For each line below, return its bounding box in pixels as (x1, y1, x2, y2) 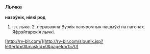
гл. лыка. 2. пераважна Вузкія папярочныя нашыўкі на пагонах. (12, 24, 146, 30)
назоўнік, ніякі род (5, 15, 46, 20)
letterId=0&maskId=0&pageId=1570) (5, 44, 78, 50)
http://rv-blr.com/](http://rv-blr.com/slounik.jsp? (6, 38, 103, 44)
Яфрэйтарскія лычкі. (12, 29, 55, 35)
